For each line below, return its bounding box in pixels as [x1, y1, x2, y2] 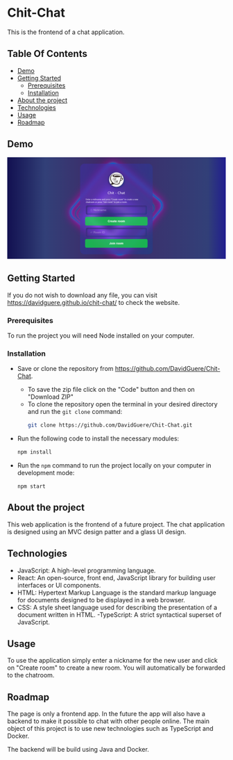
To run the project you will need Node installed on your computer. [7, 331, 195, 340]
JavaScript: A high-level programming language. [17, 566, 156, 575]
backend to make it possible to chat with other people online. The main [7, 717, 210, 725]
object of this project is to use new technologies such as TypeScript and [7, 725, 214, 733]
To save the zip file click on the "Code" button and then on [27, 386, 196, 394]
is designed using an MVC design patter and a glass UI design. [7, 527, 187, 536]
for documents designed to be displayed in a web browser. [17, 595, 186, 604]
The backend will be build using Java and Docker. [7, 745, 149, 754]
